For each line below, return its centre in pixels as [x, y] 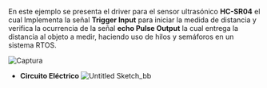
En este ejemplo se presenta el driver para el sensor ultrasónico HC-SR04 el [134, 11]
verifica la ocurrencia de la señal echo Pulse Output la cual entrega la [123, 28]
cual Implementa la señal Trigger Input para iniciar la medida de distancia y [133, 20]
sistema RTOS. [33, 45]
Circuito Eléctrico [50, 76]
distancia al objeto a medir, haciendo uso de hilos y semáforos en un [121, 36]
